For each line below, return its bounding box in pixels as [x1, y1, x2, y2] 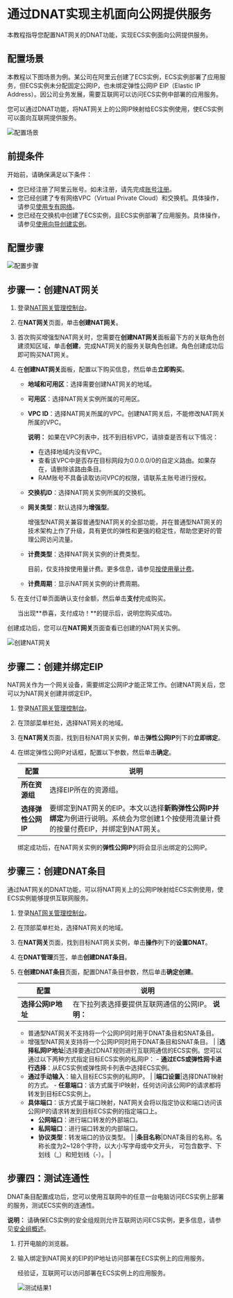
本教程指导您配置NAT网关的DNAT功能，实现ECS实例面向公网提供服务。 [7, 31, 212, 39]
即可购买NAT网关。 [17, 351, 73, 359]
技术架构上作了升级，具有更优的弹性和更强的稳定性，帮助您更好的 [27, 527, 216, 535]
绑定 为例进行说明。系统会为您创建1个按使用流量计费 [49, 814, 221, 823]
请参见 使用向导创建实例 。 [17, 219, 91, 228]
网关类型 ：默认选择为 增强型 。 [27, 503, 113, 512]
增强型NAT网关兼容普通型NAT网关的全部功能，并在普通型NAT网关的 [27, 518, 223, 526]
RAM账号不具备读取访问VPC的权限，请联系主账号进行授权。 [37, 473, 210, 482]
